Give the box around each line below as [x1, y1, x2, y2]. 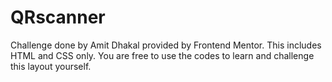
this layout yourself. [10, 60, 92, 72]
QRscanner [10, 6, 106, 29]
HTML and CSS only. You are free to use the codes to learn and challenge [10, 49, 315, 61]
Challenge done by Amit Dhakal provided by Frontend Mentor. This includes [10, 39, 322, 51]
